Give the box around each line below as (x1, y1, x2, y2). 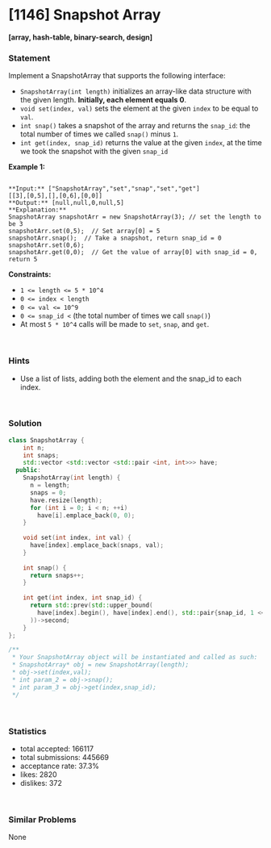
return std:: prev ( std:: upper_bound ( (29, 601, 153, 610)
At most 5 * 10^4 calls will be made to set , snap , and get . (19, 320, 210, 329)
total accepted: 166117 (19, 744, 94, 754)
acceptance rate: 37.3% (19, 761, 99, 771)
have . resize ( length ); (29, 496, 103, 504)
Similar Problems (8, 813, 77, 825)
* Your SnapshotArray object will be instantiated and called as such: (11, 654, 258, 662)
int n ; (23, 444, 45, 452)
